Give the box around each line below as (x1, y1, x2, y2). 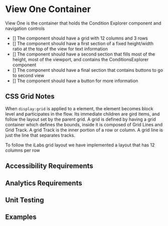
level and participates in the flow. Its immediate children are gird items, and (5, 111, 160, 117)
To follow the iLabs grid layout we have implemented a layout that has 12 (5, 142, 155, 148)
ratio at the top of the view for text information (12, 46, 108, 52)
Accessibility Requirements (5, 162, 94, 170)
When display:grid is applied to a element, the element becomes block (5, 105, 153, 111)
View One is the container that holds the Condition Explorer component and (5, 20, 161, 26)
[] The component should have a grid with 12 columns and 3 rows (12, 35, 148, 41)
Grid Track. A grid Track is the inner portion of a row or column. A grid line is (5, 127, 163, 133)
